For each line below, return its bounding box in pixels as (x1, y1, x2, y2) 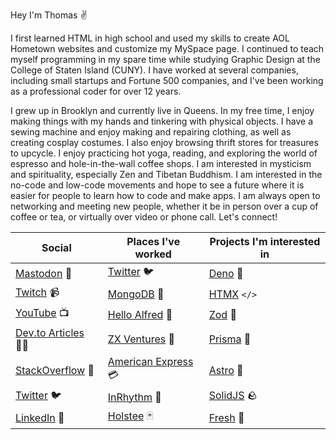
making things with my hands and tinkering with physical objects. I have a (10, 115, 314, 127)
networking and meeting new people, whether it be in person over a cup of (10, 200, 319, 212)
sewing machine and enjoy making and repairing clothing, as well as (10, 126, 292, 138)
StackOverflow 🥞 (15, 363, 95, 377)
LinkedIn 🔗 (15, 410, 65, 424)
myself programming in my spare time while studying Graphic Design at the (10, 54, 321, 65)
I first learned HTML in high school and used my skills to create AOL (10, 32, 290, 44)
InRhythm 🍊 (107, 390, 162, 404)
